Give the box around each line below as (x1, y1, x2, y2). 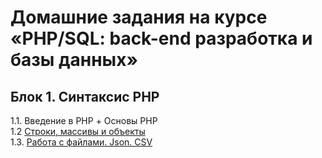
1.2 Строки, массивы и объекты (10, 126, 146, 137)
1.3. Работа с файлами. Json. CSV (10, 136, 153, 148)
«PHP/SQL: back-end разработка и (10, 27, 313, 50)
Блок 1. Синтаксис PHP (10, 88, 160, 105)
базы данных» (10, 49, 138, 71)
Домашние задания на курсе (10, 6, 268, 29)
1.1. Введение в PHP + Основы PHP (10, 115, 158, 126)
